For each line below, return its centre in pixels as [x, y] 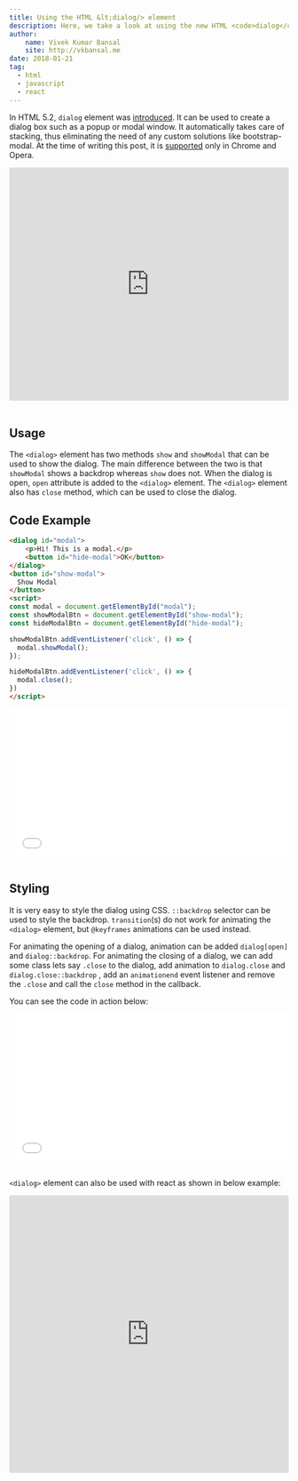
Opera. [22, 155]
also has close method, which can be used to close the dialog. [123, 492]
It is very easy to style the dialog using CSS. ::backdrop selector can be [140, 910]
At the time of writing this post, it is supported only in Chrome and [156, 145]
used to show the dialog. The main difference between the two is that [136, 464]
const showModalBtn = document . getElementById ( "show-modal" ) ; [126, 615]
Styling [30, 889]
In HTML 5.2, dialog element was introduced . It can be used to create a [140, 117]
